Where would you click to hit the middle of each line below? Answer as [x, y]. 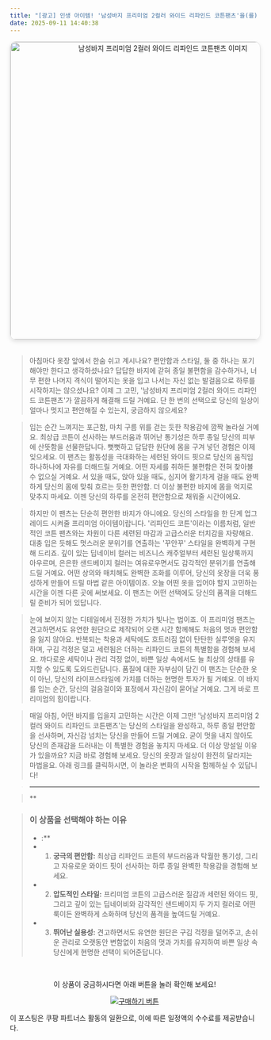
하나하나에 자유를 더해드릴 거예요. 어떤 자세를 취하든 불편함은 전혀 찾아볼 [141, 466]
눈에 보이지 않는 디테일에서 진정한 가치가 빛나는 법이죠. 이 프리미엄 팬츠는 [142, 619]
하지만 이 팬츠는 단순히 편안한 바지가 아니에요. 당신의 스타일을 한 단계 [136, 513]
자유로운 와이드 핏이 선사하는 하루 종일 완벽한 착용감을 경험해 [155, 865]
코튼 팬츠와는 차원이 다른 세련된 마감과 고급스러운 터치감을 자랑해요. [149, 533]
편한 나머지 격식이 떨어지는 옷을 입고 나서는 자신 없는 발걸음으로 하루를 [147, 380]
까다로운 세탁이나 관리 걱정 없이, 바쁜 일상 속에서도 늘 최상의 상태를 [143, 658]
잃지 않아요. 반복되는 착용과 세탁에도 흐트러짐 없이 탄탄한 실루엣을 [139, 639]
